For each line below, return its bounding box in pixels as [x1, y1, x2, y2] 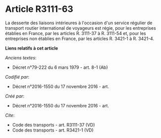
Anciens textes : [5, 54, 37, 60]
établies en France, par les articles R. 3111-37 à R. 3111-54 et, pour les [5, 30, 146, 36]
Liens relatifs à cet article [5, 45, 58, 51]
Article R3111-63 [5, 3, 74, 15]
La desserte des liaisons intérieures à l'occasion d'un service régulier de [5, 20, 153, 26]
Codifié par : [5, 74, 30, 80]
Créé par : [5, 93, 25, 99]
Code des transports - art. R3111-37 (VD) [12, 122, 95, 128]
